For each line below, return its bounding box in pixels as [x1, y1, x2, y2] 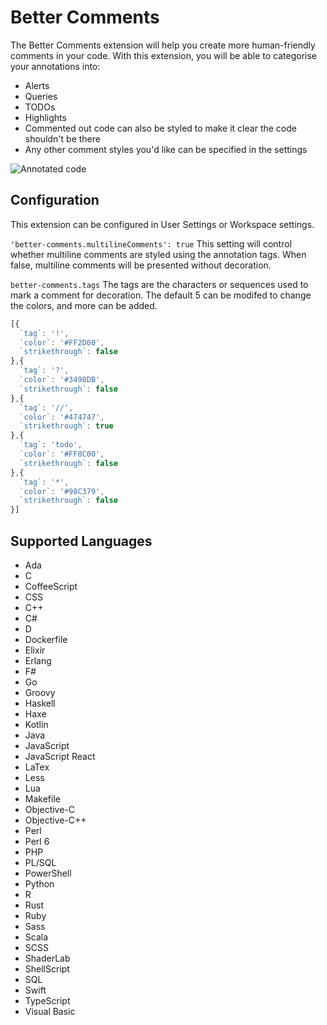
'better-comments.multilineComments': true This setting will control [10, 237, 293, 250]
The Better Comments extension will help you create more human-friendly [10, 39, 316, 51]
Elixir [24, 644, 46, 656]
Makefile [24, 792, 61, 805]
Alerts [24, 79, 50, 91]
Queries [24, 90, 58, 102]
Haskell [24, 697, 56, 709]
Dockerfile [24, 633, 68, 645]
